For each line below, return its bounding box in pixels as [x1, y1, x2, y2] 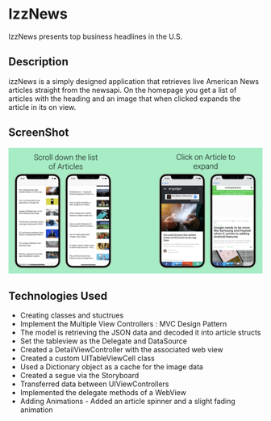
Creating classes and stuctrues [19, 310, 124, 320]
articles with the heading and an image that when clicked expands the [8, 94, 241, 103]
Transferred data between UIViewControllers [19, 379, 169, 389]
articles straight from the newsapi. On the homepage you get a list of [8, 85, 237, 95]
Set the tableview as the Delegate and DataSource [19, 336, 188, 346]
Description [8, 55, 69, 69]
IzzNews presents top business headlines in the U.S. [8, 32, 183, 41]
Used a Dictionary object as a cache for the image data [19, 362, 204, 372]
